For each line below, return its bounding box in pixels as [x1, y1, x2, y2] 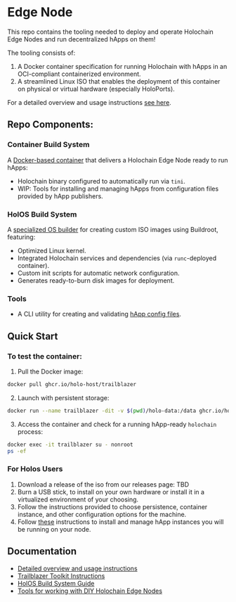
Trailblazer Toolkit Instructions [17, 571, 105, 580]
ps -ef [7, 447, 27, 454]
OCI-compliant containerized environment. [17, 70, 142, 78]
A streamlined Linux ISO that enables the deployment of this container [17, 77, 221, 85]
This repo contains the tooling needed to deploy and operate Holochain [7, 27, 214, 36]
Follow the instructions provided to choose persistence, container [17, 502, 208, 511]
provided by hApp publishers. [17, 191, 103, 200]
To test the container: [7, 351, 82, 361]
